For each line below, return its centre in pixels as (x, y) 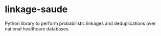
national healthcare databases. (37, 28)
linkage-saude (36, 9)
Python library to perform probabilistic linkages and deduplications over (80, 23)
